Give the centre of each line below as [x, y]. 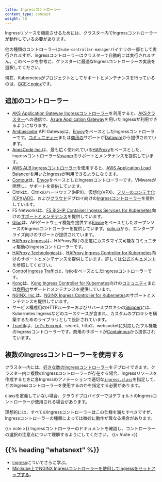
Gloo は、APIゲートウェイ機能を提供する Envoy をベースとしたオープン [81, 223]
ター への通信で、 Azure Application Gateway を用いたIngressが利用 [83, 119]
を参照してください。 [33, 265]
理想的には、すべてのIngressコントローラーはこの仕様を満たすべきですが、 [80, 412]
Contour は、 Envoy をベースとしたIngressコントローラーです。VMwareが [84, 180]
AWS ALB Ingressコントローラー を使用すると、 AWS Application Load [81, 168]
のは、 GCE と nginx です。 [30, 84]
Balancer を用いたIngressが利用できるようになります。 [66, 174]
